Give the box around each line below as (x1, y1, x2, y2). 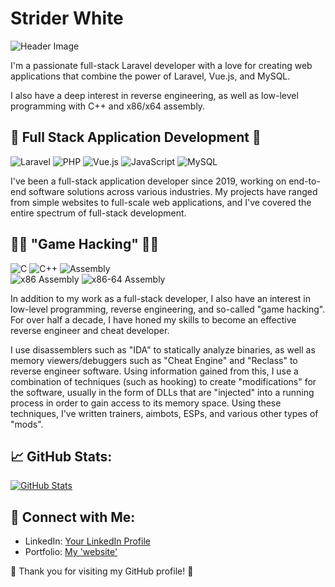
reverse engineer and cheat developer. (10, 324, 170, 336)
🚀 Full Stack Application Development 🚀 (10, 129, 262, 146)
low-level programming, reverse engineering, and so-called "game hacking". (10, 303, 326, 315)
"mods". (10, 418, 44, 430)
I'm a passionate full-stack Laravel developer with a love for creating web (10, 59, 313, 71)
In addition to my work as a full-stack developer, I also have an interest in (10, 292, 311, 304)
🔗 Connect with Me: (10, 508, 136, 526)
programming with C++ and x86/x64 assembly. (10, 100, 206, 112)
